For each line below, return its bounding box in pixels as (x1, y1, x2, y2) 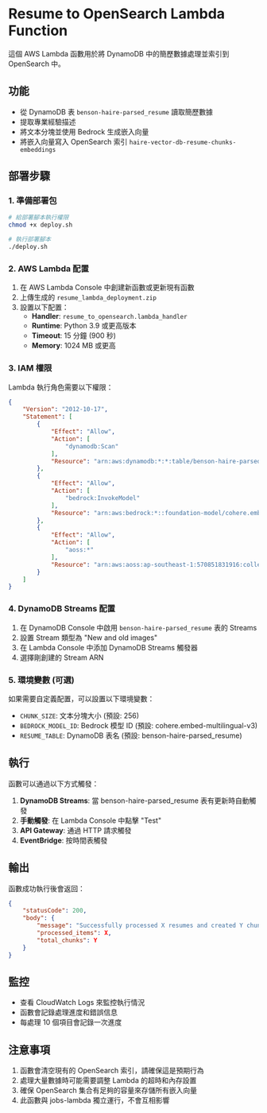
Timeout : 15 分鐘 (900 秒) (31, 331, 117, 340)
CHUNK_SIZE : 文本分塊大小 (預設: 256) (19, 711, 140, 720)
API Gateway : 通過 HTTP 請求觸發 (19, 825, 132, 835)
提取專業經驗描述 (19, 117, 76, 126)
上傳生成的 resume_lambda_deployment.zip (19, 293, 157, 302)
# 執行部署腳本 (8, 235, 52, 243)
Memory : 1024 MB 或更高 (31, 341, 117, 351)
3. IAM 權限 (8, 363, 52, 374)
